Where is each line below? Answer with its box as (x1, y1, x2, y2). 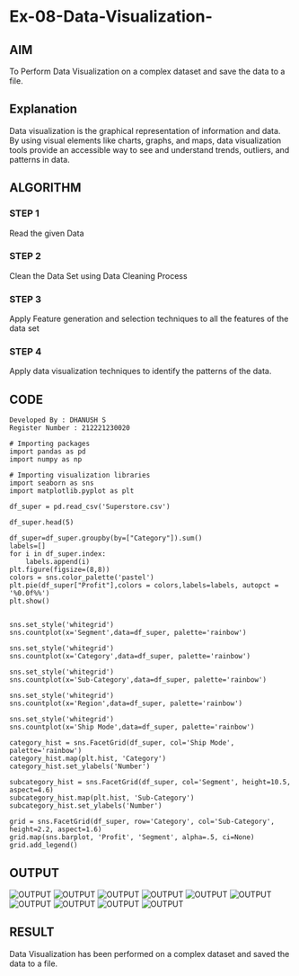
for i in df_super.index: (9, 550, 106, 559)
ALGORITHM (9, 180, 82, 195)
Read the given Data (9, 228, 84, 238)
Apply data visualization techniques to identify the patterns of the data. (9, 366, 272, 377)
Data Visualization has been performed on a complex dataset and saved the (9, 948, 290, 959)
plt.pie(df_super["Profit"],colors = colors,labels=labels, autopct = (9, 581, 279, 590)
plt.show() (9, 596, 50, 606)
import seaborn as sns (9, 479, 94, 488)
